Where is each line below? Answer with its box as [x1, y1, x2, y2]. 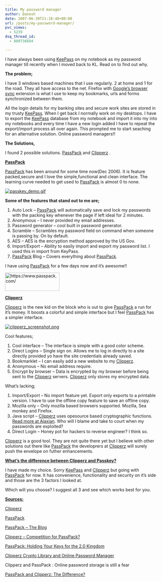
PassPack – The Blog [5, 524, 47, 530]
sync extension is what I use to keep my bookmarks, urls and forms [5, 90, 139, 96]
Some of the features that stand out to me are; [5, 198, 100, 203]
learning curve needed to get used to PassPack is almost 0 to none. [5, 179, 140, 184]
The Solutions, [5, 140, 35, 146]
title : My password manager [5, 7, 62, 12]
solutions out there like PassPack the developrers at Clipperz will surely [5, 443, 147, 449]
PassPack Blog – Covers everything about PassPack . [12, 253, 118, 259]
